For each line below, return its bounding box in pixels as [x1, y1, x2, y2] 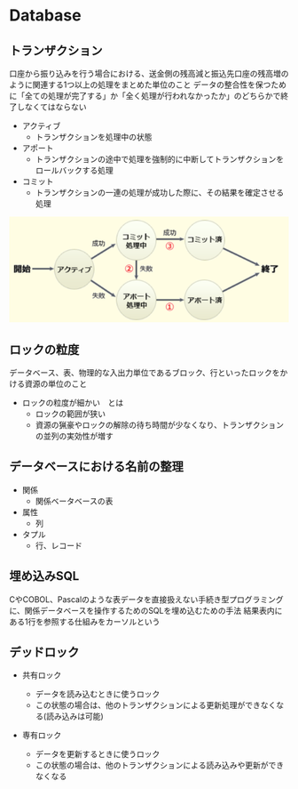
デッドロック [9, 644, 80, 659]
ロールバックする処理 [35, 165, 114, 175]
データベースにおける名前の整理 [9, 459, 184, 474]
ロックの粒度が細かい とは [21, 397, 124, 407]
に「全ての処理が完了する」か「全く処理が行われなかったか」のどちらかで [9, 91, 281, 101]
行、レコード [35, 540, 82, 551]
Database [9, 5, 82, 26]
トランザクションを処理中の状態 [35, 132, 153, 142]
